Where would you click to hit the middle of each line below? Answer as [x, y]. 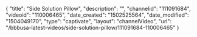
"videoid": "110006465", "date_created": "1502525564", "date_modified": [97, 15]
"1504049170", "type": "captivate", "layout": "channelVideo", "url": [89, 21]
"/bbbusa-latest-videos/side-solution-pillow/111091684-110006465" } [93, 27]
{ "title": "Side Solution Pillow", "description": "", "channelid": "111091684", [98, 9]
